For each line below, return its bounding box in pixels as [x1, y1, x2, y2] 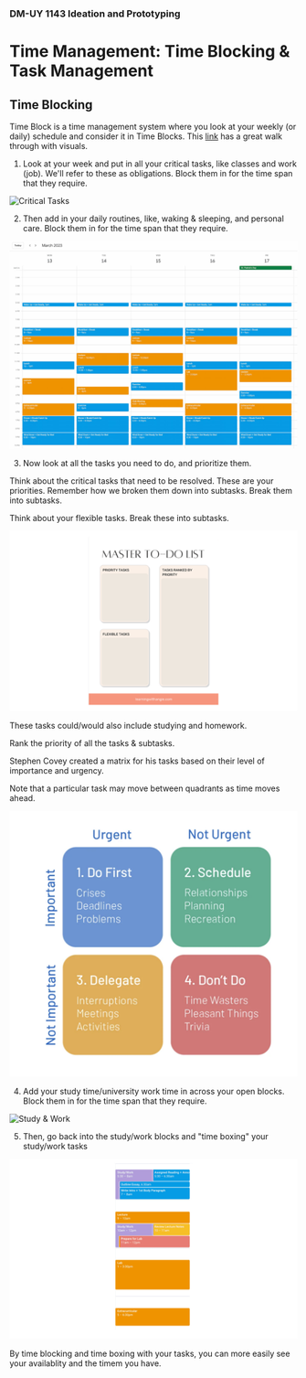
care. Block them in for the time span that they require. [22, 222, 228, 233]
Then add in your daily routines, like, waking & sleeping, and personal [22, 213, 285, 224]
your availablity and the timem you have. [9, 1358, 162, 1369]
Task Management [9, 60, 153, 81]
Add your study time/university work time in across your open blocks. [22, 1086, 285, 1097]
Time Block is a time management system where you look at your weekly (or [9, 121, 297, 132]
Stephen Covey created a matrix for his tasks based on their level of [9, 755, 265, 766]
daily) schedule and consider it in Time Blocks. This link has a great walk [9, 131, 283, 142]
